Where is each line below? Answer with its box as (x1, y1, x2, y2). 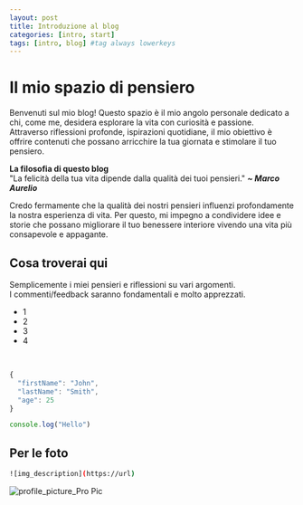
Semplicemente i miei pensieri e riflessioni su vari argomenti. (9, 280, 236, 290)
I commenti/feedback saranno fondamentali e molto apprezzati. (9, 289, 246, 300)
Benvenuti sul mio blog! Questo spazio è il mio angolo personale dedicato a (9, 108, 289, 119)
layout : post (9, 13, 59, 23)
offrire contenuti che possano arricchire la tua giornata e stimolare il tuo (9, 137, 278, 148)
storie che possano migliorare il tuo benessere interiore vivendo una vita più (9, 219, 292, 231)
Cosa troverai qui (9, 255, 109, 271)
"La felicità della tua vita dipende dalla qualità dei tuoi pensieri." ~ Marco (9, 173, 280, 184)
